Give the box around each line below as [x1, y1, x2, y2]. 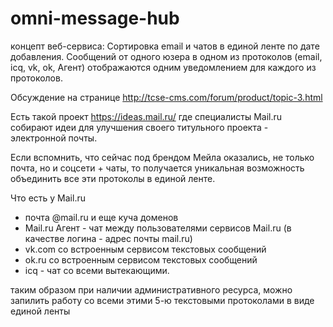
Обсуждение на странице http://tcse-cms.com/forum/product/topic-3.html [10, 91, 323, 103]
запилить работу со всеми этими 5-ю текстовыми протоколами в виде [10, 294, 315, 306]
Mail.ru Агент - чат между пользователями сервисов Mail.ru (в [24, 222, 292, 234]
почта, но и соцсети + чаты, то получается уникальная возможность [10, 162, 305, 174]
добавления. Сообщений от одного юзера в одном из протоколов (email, [10, 50, 323, 62]
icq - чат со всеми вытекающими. [24, 264, 170, 276]
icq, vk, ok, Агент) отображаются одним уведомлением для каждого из [10, 61, 317, 73]
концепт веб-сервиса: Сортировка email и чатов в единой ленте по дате [10, 40, 320, 52]
